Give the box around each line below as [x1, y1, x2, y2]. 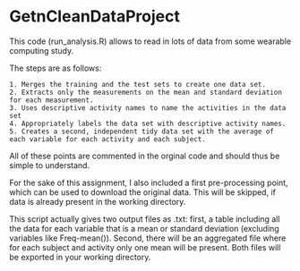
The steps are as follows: [9, 63, 102, 73]
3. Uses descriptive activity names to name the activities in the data [9, 103, 287, 113]
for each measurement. [9, 96, 94, 105]
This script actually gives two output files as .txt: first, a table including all [9, 213, 280, 224]
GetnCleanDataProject [9, 6, 181, 27]
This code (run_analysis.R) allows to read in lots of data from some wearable [9, 36, 292, 47]
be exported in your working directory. [9, 251, 151, 262]
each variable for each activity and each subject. [9, 134, 206, 144]
